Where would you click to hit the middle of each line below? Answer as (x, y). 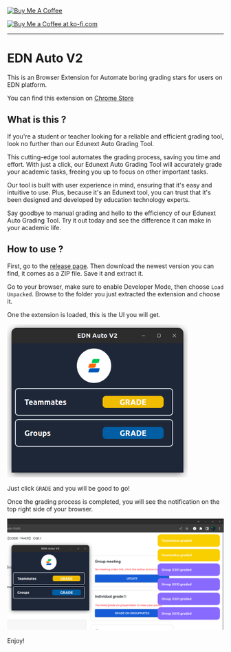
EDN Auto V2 (45, 58)
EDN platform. (27, 84)
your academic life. (34, 227)
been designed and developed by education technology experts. (99, 199)
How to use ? (35, 249)
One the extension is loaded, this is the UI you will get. (84, 314)
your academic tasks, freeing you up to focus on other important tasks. (108, 172)
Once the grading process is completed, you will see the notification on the (113, 501)
